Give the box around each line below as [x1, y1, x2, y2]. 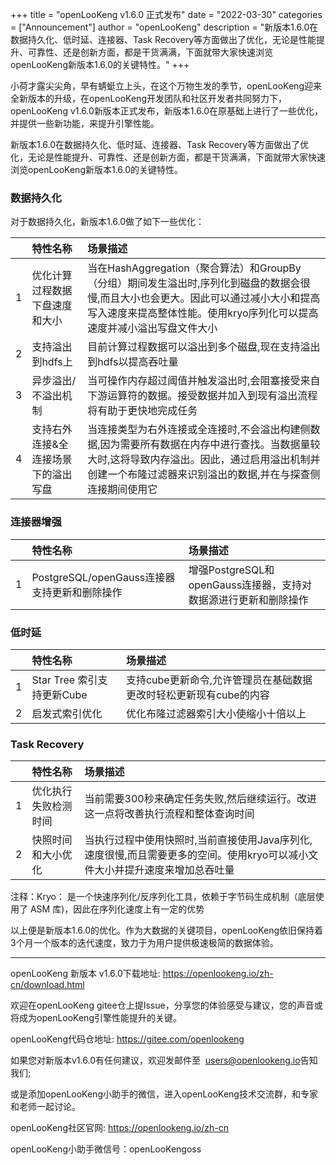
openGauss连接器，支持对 [188, 578, 313, 592]
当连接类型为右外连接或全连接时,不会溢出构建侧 [87, 423, 311, 437]
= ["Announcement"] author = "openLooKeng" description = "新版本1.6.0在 [10, 21, 319, 33]
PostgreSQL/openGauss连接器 [31, 570, 176, 584]
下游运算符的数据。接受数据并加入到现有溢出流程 [87, 389, 318, 403]
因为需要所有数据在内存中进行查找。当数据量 [99, 438, 311, 452]
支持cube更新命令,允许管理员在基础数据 [125, 673, 313, 687]
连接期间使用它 [87, 483, 158, 497]
